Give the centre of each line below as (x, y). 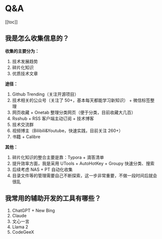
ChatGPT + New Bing (33, 210)
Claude (19, 215)
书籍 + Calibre (26, 137)
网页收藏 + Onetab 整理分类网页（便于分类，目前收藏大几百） (74, 112)
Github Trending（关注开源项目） (45, 94)
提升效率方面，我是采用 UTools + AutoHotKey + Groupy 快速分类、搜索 (83, 163)
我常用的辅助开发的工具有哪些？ (53, 198)
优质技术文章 (25, 73)
